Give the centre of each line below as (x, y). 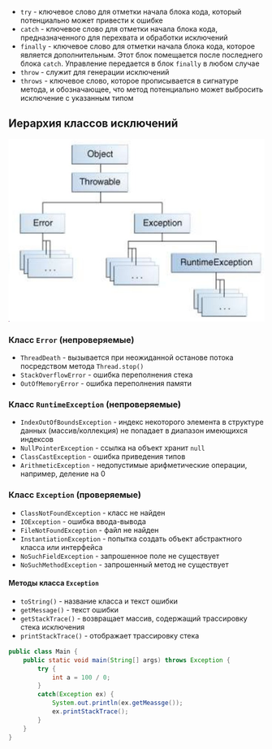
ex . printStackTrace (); (90, 712)
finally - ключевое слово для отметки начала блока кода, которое (138, 46)
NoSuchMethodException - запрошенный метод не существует (124, 565)
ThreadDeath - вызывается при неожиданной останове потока (127, 357)
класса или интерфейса (61, 547)
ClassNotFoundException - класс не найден (93, 513)
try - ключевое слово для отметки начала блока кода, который (131, 12)
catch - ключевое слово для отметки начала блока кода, (119, 29)
